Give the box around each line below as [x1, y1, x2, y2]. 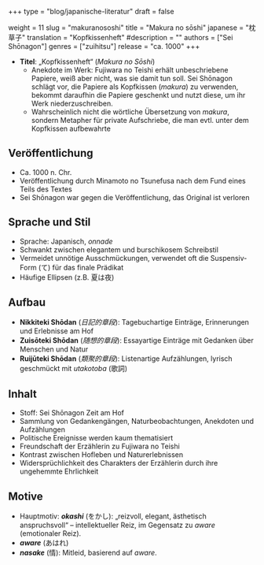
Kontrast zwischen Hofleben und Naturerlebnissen [19, 450, 184, 459]
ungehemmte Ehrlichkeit [19, 466, 99, 476]
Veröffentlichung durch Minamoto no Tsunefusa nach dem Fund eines [19, 176, 246, 185]
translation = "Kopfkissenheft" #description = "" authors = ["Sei [27, 33, 233, 42]
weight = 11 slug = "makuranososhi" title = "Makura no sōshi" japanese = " [8, 23, 249, 32]
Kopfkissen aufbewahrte [31, 124, 112, 133]
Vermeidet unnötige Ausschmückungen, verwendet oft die [19, 253, 209, 262]
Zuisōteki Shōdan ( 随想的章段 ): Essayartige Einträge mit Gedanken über [19, 336, 254, 345]
